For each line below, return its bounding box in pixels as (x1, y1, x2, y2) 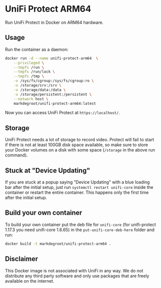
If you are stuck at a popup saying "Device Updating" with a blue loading (5, 179, 150, 185)
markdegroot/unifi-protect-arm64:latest (14, 101, 96, 106)
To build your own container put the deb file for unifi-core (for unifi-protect (5, 221, 156, 227)
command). (5, 152, 28, 158)
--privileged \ (14, 60, 44, 65)
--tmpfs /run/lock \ (14, 69, 55, 74)
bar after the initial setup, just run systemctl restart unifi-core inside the (5, 185, 154, 190)
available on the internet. (5, 278, 55, 284)
